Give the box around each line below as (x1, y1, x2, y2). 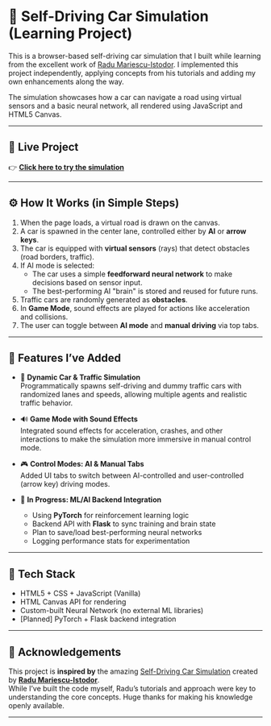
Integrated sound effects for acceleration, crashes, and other (19, 426, 223, 436)
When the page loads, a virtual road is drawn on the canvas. (19, 218, 220, 227)
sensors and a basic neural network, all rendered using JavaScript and (8, 101, 244, 110)
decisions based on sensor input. (31, 277, 143, 287)
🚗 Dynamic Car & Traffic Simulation (19, 372, 141, 382)
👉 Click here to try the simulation (8, 162, 125, 172)
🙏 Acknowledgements (8, 645, 122, 659)
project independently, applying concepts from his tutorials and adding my (8, 68, 256, 77)
